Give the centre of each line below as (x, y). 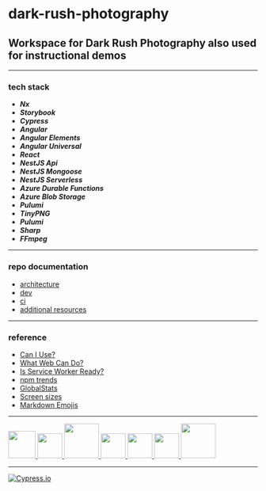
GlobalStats (38, 388)
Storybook (38, 112)
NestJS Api (38, 163)
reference (28, 337)
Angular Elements (50, 138)
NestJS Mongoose (51, 172)
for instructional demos (67, 55)
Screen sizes (41, 396)
